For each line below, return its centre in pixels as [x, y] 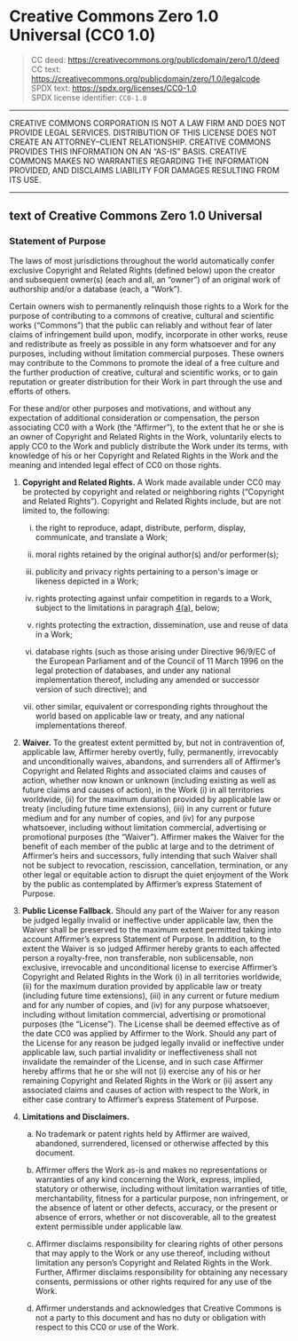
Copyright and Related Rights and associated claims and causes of [144, 771]
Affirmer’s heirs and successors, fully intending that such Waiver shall [149, 855]
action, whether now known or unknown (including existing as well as [149, 780]
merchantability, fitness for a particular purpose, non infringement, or [162, 1198]
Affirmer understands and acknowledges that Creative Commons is [158, 1308]
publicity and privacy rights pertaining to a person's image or [147, 571]
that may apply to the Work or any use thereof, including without [153, 1253]
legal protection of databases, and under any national [133, 670]
